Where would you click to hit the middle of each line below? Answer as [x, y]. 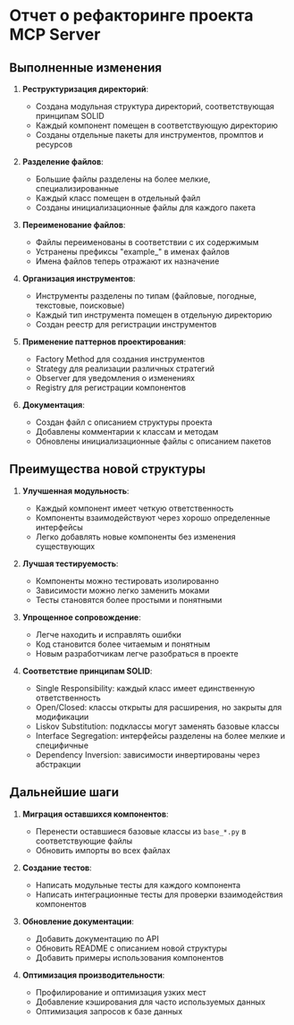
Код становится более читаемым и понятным [123, 644]
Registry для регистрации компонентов [110, 387]
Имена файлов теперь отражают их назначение [127, 261]
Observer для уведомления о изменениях [115, 378]
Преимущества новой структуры [107, 469]
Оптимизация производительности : [93, 975]
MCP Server [55, 34]
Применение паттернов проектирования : [104, 342]
